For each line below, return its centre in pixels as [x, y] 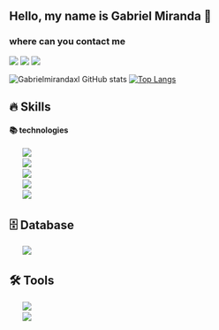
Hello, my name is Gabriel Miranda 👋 [110, 16]
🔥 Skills [30, 107]
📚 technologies [39, 130]
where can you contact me [68, 42]
